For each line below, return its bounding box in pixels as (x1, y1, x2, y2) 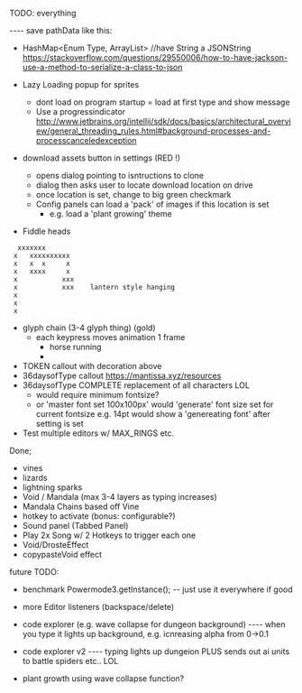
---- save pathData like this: (9, 25, 113, 35)
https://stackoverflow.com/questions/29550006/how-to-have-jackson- (22, 52, 288, 62)
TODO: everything (9, 8, 77, 18)
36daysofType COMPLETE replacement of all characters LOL (22, 380, 251, 391)
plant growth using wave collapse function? (22, 673, 185, 684)
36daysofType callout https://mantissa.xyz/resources (22, 370, 222, 381)
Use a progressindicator (35, 106, 126, 116)
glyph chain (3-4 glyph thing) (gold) (22, 322, 156, 333)
